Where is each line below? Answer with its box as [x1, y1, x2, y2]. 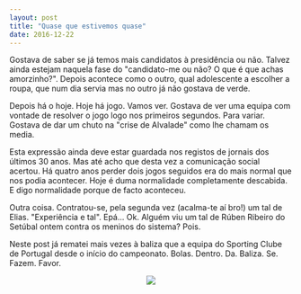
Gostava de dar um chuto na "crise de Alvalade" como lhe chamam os [9, 120, 270, 130]
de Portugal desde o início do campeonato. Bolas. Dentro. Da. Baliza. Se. [9, 248, 279, 259]
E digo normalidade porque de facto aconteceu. [9, 185, 187, 196]
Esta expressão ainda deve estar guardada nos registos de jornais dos [9, 147, 270, 157]
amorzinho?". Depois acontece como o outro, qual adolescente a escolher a [9, 74, 290, 85]
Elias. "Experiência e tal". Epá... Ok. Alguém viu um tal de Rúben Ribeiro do [9, 212, 286, 223]
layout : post [9, 13, 58, 22]
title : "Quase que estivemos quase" [9, 22, 146, 31]
